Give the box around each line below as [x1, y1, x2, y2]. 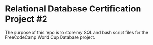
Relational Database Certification [5, 3, 141, 14]
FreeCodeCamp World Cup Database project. [5, 34, 96, 40]
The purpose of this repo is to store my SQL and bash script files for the [5, 29, 149, 35]
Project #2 [5, 13, 47, 24]
